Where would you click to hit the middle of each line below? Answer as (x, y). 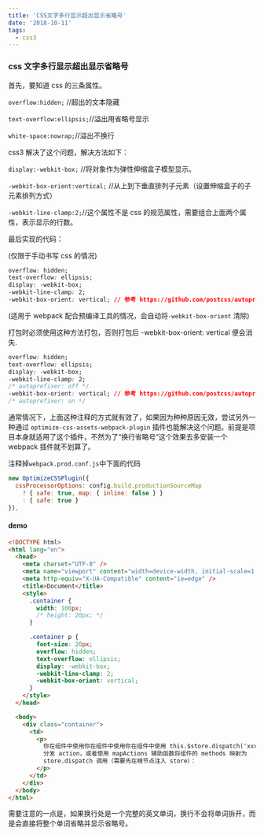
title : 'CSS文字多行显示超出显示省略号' (68, 15)
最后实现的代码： (36, 239)
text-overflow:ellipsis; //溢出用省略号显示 (79, 118)
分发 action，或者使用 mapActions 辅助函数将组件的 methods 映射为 (145, 754)
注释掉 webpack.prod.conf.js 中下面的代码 (75, 464)
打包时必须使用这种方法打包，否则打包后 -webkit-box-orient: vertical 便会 (127, 332)
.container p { (54, 637)
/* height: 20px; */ (70, 615)
